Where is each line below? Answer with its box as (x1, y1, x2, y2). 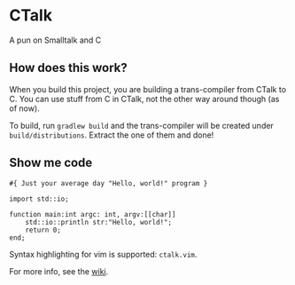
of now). (9, 103, 40, 114)
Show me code (9, 155, 93, 170)
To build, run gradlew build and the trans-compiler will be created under (9, 120, 275, 131)
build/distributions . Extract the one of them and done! (9, 130, 214, 140)
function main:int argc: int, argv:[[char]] (9, 210, 176, 218)
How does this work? (9, 60, 128, 75)
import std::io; (9, 194, 69, 203)
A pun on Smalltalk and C (9, 35, 102, 45)
